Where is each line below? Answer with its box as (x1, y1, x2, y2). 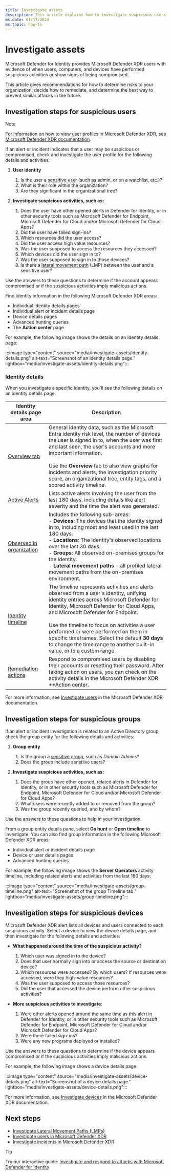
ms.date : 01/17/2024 (5, 17, 50, 22)
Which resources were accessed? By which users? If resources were (20, 969, 166, 975)
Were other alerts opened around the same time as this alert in (20, 1011, 153, 1017)
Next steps (5, 1114, 41, 1123)
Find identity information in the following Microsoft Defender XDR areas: (5, 293, 157, 298)
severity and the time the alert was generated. (48, 503, 159, 510)
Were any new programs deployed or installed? (20, 1038, 120, 1044)
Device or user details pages (12, 852, 73, 858)
